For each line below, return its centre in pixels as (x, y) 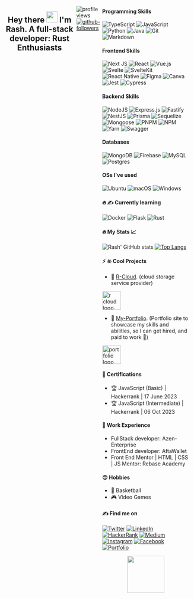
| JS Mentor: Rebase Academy (148, 464)
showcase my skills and (140, 324)
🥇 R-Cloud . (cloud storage (143, 277)
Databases (116, 142)
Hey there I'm (39, 20)
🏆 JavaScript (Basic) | (139, 388)
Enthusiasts (39, 48)
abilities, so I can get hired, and (149, 331)
